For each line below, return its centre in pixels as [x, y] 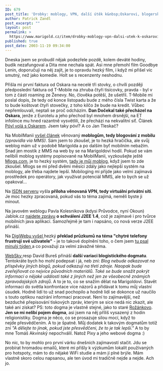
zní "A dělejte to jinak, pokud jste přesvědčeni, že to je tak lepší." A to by [77, 328]
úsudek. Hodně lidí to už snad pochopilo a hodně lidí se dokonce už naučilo [81, 292]
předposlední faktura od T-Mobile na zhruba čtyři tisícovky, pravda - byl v [79, 89]
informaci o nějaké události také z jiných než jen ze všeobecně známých [78, 276]
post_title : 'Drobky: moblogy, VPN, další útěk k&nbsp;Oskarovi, [72, 14]
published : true [21, 41]
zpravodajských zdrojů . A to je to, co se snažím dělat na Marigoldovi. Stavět [81, 281]
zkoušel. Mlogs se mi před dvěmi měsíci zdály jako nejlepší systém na [75, 166]
